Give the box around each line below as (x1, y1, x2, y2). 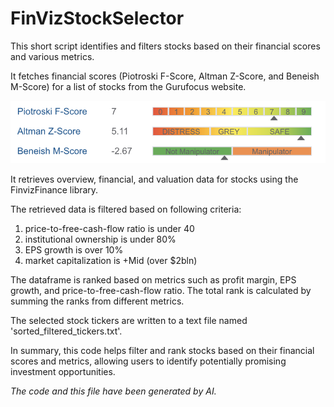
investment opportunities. (10, 365, 116, 377)
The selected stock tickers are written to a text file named (10, 314, 248, 326)
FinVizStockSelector (10, 7, 185, 30)
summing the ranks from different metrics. (10, 295, 185, 307)
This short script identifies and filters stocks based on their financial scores (10, 40, 321, 52)
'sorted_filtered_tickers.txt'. (10, 325, 123, 337)
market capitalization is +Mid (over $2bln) (24, 254, 198, 266)
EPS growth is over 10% (24, 243, 124, 256)
